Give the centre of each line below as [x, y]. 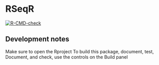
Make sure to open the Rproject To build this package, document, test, [79, 51]
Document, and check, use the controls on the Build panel [67, 57]
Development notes [37, 39]
